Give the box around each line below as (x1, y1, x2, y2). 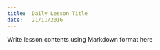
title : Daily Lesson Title (7, 10, 88, 17)
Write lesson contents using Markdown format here (7, 35, 153, 43)
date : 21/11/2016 (7, 16, 63, 23)
